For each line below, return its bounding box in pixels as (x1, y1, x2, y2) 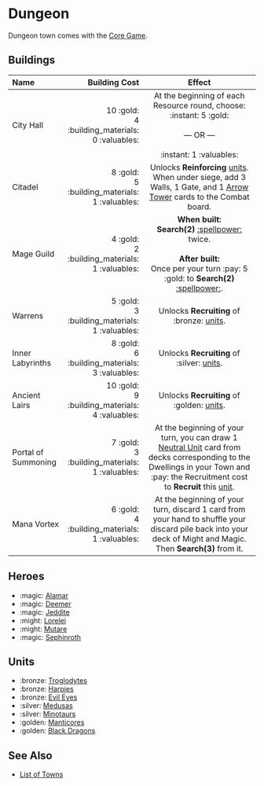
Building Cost (87, 76, 140, 87)
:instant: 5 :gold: (170, 109, 229, 120)
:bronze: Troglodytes (19, 676, 88, 685)
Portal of (12, 446, 44, 457)
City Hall (12, 119, 44, 130)
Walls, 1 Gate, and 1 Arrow (150, 182, 249, 193)
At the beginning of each (153, 90, 245, 101)
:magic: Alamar (19, 590, 69, 600)
